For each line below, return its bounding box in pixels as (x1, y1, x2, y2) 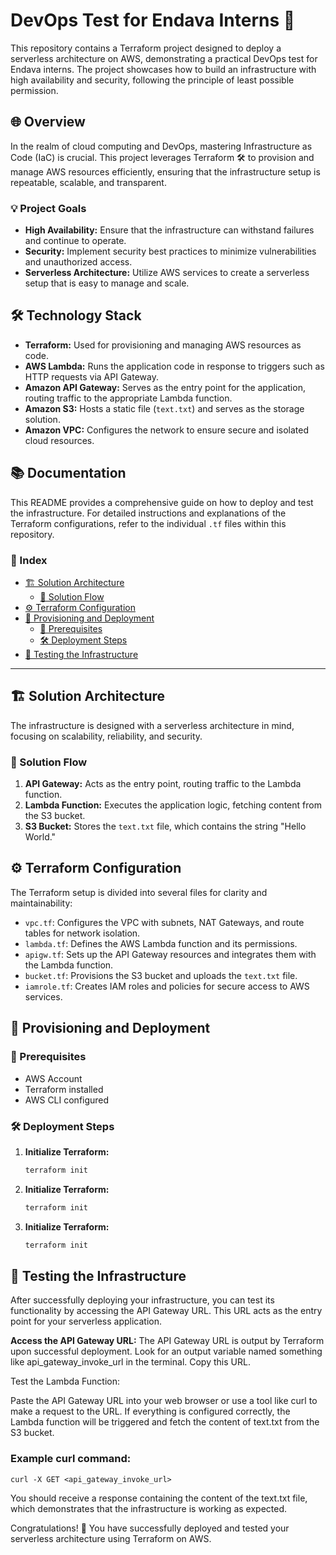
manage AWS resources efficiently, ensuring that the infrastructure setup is (10, 165, 321, 178)
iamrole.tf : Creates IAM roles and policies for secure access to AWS (24, 980, 310, 992)
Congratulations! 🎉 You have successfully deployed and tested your (10, 1522, 290, 1534)
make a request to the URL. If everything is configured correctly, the (10, 1405, 291, 1418)
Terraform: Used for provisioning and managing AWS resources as (24, 339, 302, 351)
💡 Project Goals (10, 201, 87, 215)
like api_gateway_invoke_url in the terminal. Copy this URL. (10, 1356, 251, 1368)
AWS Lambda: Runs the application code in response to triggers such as (24, 360, 325, 372)
